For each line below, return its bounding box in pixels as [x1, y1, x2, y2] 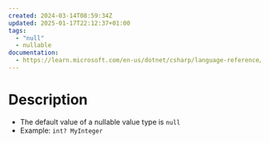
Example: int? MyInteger [19, 125, 103, 135]
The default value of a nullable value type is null [19, 117, 181, 126]
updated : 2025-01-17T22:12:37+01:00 [8, 19, 130, 27]
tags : [8, 26, 26, 34]
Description [8, 91, 88, 109]
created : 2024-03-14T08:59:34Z [8, 11, 113, 20]
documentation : [8, 49, 59, 57]
